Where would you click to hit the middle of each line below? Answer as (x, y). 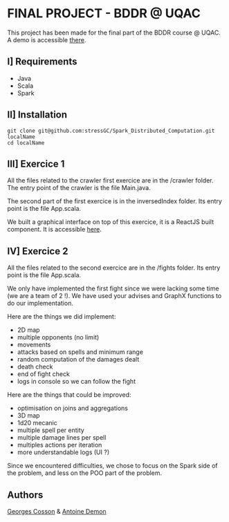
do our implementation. (40, 304)
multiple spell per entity (51, 430)
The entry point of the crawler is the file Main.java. (79, 188)
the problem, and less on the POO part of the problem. (85, 473)
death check (35, 367)
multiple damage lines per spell (62, 438)
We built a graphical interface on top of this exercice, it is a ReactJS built (111, 222)
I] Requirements (42, 62)
